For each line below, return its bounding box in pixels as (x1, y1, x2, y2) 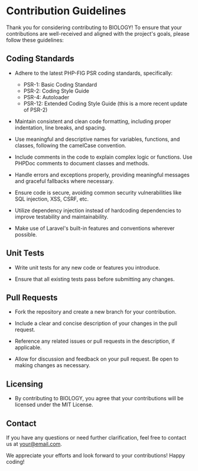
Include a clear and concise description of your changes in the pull (14, 320, 177, 327)
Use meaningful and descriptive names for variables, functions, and (14, 135, 180, 143)
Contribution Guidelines (6, 4, 126, 18)
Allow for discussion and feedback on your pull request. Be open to (14, 355, 179, 363)
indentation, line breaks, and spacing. (14, 124, 106, 131)
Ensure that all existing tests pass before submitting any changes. (14, 275, 175, 283)
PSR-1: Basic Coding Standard (23, 81, 98, 88)
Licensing (6, 379, 43, 389)
